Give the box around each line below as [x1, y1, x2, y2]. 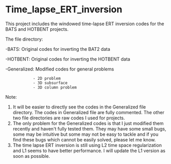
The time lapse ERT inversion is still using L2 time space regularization [12, 142, 162, 148]
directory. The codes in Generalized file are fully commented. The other [12, 109, 164, 115]
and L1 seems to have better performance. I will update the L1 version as [12, 148, 166, 154]
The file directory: [5, 36, 43, 42]
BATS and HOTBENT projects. [5, 26, 69, 32]
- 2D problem [32, 76, 61, 81]
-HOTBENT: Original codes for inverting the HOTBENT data [5, 56, 130, 62]
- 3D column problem [32, 85, 77, 90]
